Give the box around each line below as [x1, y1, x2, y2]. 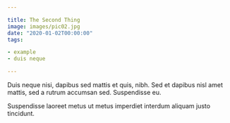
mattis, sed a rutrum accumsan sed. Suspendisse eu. [7, 89, 162, 96]
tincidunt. [7, 110, 35, 117]
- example [7, 48, 37, 56]
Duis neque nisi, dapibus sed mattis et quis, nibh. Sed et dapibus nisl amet [7, 81, 224, 89]
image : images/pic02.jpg [7, 22, 80, 30]
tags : [7, 36, 23, 43]
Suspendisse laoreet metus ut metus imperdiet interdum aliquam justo [7, 102, 210, 110]
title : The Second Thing [7, 16, 80, 23]
